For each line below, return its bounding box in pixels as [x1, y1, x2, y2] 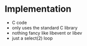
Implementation [4, 3, 72, 15]
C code [11, 20, 27, 25]
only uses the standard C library [11, 24, 78, 30]
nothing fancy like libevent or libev [11, 30, 83, 36]
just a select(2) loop [11, 35, 53, 41]
